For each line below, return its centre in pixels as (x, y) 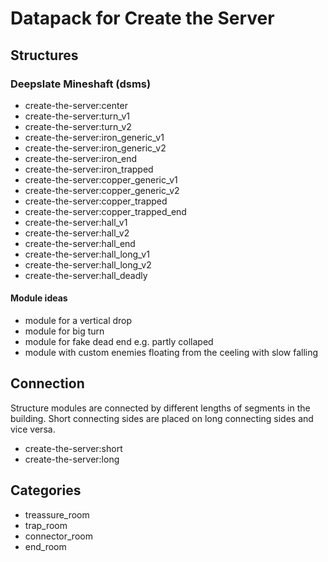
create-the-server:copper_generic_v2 (102, 190)
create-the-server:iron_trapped (89, 169)
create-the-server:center (76, 105)
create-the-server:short (73, 448)
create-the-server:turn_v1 (77, 116)
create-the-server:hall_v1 (76, 222)
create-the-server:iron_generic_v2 (95, 148)
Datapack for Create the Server (142, 18)
